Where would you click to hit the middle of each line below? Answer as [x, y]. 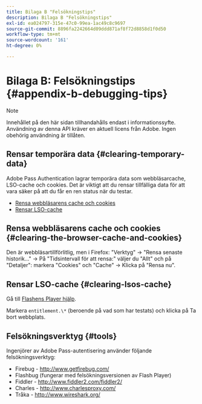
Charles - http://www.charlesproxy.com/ [65, 388]
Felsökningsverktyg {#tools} [62, 336]
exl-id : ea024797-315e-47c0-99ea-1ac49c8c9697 [66, 23]
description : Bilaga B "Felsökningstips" [59, 18]
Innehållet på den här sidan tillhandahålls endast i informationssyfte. [91, 122]
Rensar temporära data [50, 154]
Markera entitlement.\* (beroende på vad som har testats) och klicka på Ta [101, 311]
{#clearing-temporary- [141, 154]
